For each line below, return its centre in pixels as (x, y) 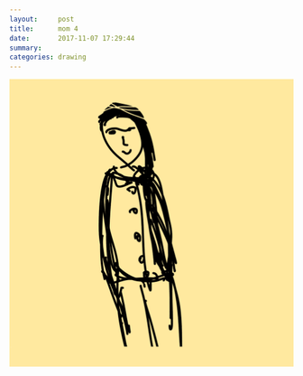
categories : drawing (48, 57)
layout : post (42, 19)
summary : (26, 48)
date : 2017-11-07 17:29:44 (72, 38)
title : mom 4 (44, 28)
